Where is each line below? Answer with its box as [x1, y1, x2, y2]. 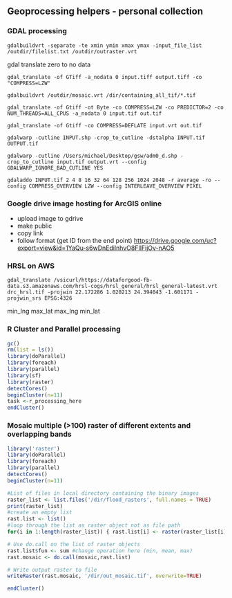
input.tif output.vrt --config [56, 158, 147, 165]
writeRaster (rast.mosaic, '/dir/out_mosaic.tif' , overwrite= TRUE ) [7, 572, 202, 580]
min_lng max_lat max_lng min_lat [7, 307, 100, 316]
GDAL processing [7, 26, 67, 36]
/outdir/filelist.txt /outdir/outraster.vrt [7, 48, 137, 55]
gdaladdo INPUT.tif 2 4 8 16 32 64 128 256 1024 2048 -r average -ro [7, 176, 212, 183]
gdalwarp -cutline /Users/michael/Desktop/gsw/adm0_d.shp [7, 152, 177, 159]
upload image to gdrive [17, 214, 84, 222]
